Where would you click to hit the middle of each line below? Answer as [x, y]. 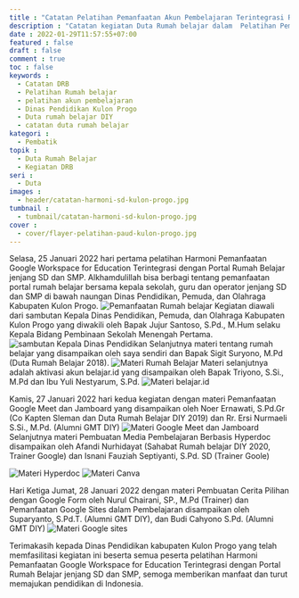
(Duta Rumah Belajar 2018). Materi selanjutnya [139, 363]
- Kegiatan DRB [45, 167]
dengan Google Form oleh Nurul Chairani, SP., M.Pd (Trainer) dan [129, 500]
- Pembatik [37, 142]
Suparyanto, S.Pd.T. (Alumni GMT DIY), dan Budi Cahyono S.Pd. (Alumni [141, 519]
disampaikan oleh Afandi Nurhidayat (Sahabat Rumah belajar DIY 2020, [140, 446]
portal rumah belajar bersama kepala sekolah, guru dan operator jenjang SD [148, 287]
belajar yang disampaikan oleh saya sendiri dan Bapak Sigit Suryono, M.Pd [146, 353]
